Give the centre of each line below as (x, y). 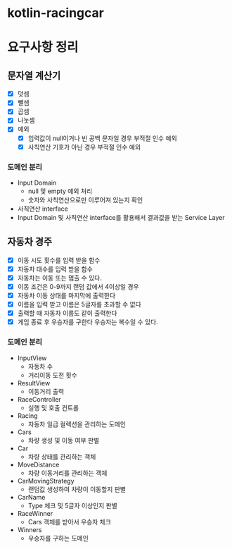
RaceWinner (35, 513)
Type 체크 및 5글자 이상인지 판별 (73, 505)
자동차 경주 (30, 242)
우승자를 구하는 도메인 (58, 538)
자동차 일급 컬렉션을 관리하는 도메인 (77, 424)
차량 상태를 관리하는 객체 (62, 457)
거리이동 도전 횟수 (52, 375)
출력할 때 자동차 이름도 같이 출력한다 (67, 313)
